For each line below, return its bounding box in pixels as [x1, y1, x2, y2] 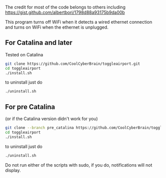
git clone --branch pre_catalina [5, 126, 74, 131]
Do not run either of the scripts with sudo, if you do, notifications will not [5, 162, 153, 168]
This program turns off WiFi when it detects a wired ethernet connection [5, 19, 152, 25]
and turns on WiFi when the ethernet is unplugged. [5, 24, 109, 30]
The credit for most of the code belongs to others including [5, 4, 126, 10]
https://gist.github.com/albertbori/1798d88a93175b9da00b [5, 9, 125, 15]
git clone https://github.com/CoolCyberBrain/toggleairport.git [5, 61, 140, 66]
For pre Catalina [5, 102, 55, 111]
